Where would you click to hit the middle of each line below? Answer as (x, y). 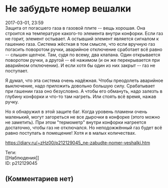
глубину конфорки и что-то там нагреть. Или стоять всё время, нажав (81, 97)
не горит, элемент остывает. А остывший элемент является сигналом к (82, 39)
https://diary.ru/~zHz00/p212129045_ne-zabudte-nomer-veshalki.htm (78, 143)
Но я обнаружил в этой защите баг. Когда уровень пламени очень (76, 112)
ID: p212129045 (21, 163)
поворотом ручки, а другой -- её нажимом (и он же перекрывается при (82, 60)
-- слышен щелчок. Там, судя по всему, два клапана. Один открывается (83, 55)
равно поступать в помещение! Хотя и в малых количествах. (71, 133)
